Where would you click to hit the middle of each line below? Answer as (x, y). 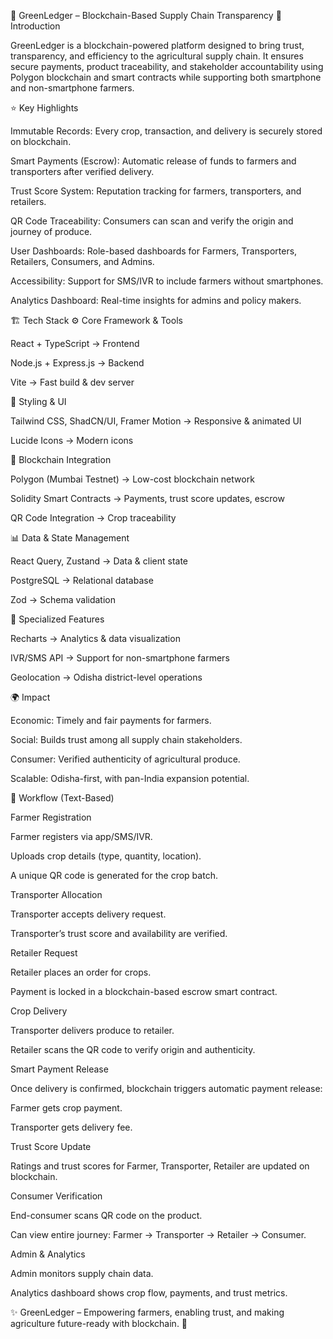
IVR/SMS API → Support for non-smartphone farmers (120, 658)
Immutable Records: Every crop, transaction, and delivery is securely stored (166, 131)
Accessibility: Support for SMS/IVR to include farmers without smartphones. (167, 281)
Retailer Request (44, 953)
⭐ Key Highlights (44, 108)
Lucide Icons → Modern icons (72, 440)
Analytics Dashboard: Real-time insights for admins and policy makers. (156, 300)
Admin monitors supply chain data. (82, 1273)
